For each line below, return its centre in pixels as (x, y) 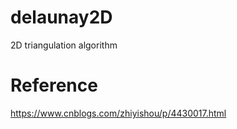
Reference (54, 85)
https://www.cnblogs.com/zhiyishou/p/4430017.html (118, 113)
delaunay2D (61, 17)
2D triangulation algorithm (64, 45)
